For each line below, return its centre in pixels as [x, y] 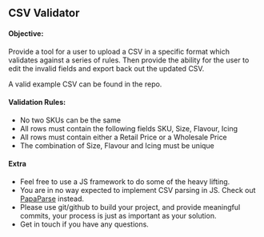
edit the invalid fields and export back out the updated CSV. [106, 68]
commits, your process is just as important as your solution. [118, 216]
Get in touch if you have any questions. [84, 224]
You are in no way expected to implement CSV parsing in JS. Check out [138, 190]
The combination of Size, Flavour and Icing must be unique [117, 145]
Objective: [26, 33]
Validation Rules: [37, 102]
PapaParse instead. [52, 199]
